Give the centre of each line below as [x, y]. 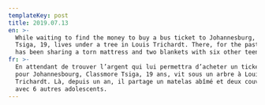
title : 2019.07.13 [38, 23]
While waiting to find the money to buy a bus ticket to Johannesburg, [136, 37]
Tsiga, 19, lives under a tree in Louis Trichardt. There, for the [129, 45]
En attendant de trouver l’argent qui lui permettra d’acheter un [127, 67]
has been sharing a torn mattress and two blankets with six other [129, 52]
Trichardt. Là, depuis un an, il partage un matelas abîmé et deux [129, 81]
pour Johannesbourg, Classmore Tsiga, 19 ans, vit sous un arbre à [129, 74]
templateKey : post [38, 15]
